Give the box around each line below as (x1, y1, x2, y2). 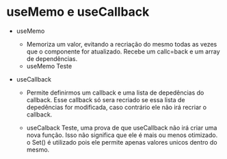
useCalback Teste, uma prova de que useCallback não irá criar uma (26, 123, 217, 132)
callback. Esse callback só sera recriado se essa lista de (26, 95, 185, 103)
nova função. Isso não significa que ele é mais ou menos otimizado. (26, 131, 218, 139)
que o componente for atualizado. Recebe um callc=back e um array (26, 47, 220, 56)
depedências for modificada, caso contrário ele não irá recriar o (26, 103, 206, 111)
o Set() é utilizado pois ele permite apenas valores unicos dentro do (26, 138, 217, 146)
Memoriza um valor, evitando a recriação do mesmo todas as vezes (26, 40, 217, 48)
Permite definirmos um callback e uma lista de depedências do (26, 88, 204, 97)
